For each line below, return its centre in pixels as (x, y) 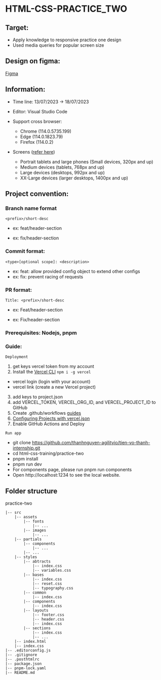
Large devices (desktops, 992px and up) (63, 172)
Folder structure (31, 491)
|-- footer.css (48, 615)
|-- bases (34, 575)
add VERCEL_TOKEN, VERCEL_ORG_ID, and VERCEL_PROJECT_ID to (84, 403)
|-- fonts (34, 521)
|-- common (35, 593)
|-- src (13, 512)
